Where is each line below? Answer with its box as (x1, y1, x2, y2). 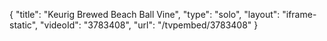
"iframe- (282, 9, 317, 20)
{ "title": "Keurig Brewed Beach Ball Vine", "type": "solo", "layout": (9, 9, 281, 20)
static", (9, 19, 39, 31)
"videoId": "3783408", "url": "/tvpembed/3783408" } (40, 19, 259, 31)
